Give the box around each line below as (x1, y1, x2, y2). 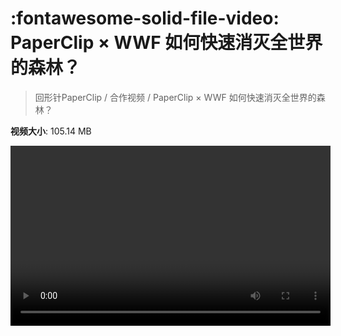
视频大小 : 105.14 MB (10, 125, 92, 137)
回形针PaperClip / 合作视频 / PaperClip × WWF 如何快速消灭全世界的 (34, 91, 317, 103)
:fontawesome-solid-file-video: (10, 7, 280, 30)
